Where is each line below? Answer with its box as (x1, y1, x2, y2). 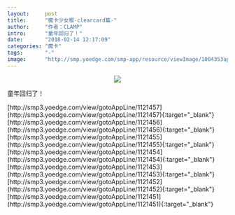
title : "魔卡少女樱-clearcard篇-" (7, 17, 117, 24)
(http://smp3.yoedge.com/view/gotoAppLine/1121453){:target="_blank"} (7, 169, 215, 179)
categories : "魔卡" (7, 43, 62, 50)
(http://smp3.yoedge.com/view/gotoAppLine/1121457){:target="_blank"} (7, 110, 215, 119)
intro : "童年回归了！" (7, 29, 83, 37)
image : (7, 56, 27, 63)
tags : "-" (7, 50, 55, 57)
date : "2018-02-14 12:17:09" (7, 36, 111, 43)
